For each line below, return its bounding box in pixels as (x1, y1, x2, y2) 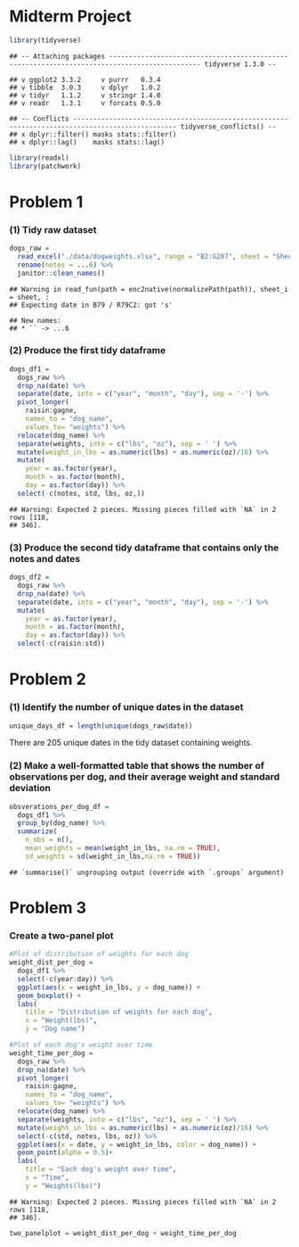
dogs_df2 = (9, 573, 50, 582)
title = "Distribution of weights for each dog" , (25, 1008, 214, 1017)
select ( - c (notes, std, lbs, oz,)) (17, 489, 145, 498)
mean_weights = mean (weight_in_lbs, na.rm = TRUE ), (25, 844, 221, 853)
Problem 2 (9, 669, 86, 690)
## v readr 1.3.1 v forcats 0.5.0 (9, 98, 162, 108)
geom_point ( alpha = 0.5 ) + (17, 1148, 114, 1157)
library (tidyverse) (9, 36, 82, 45)
